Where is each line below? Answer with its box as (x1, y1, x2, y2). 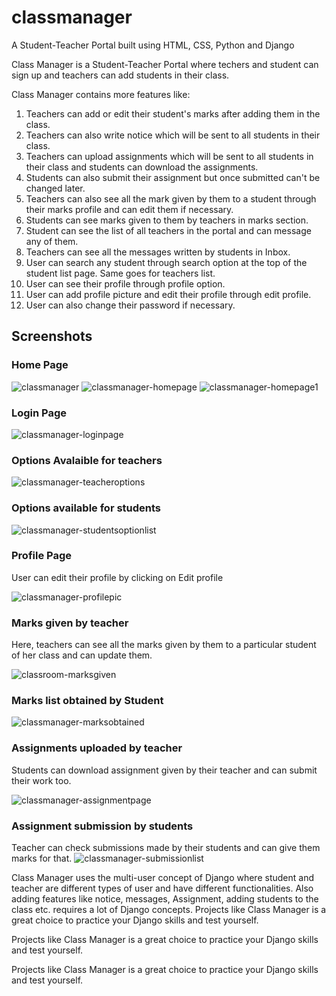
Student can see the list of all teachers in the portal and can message (25, 224, 312, 236)
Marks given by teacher (11, 616, 129, 630)
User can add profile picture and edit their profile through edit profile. (25, 288, 312, 300)
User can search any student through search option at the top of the (25, 256, 308, 268)
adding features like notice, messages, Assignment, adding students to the (11, 893, 319, 905)
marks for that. (11, 852, 73, 864)
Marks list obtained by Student (11, 694, 164, 708)
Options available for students (11, 501, 162, 515)
